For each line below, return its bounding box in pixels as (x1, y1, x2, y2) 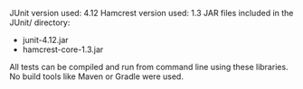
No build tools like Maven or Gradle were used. (9, 71, 184, 82)
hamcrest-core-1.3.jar (22, 44, 104, 55)
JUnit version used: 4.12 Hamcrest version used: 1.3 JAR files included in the (9, 8, 294, 18)
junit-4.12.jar (22, 35, 70, 45)
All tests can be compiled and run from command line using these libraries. (9, 62, 289, 72)
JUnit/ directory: (9, 17, 71, 28)
